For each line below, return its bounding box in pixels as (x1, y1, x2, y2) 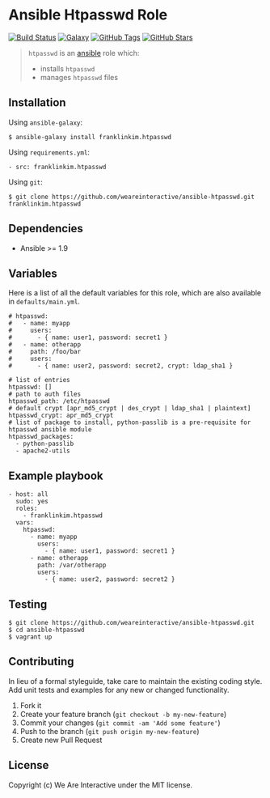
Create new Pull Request (19, 735, 103, 745)
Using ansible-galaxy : (8, 117, 83, 127)
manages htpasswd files (40, 72, 119, 82)
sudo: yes (15, 498, 49, 506)
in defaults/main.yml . (8, 297, 81, 307)
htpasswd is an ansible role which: (27, 48, 140, 57)
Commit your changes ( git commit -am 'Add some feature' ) (19, 718, 221, 728)
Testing (8, 597, 48, 611)
